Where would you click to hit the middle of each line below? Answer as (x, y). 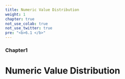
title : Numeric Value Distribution (42, 10)
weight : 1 (15, 14)
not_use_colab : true (27, 24)
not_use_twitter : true (29, 28)
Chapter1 (16, 50)
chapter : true (20, 19)
